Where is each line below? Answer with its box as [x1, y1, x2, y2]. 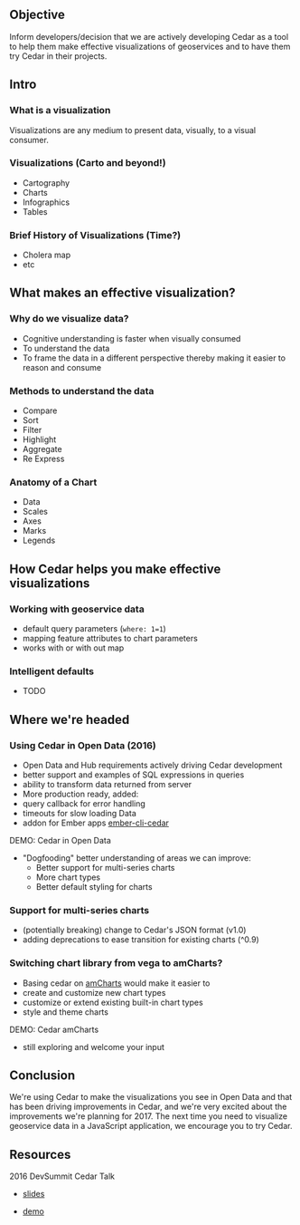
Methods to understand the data [9, 384, 155, 397]
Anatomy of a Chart [9, 476, 98, 488]
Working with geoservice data [9, 603, 145, 615]
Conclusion [9, 1068, 76, 1084]
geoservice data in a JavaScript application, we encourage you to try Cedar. [9, 1121, 293, 1132]
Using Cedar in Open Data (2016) [9, 738, 156, 751]
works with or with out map [22, 642, 125, 653]
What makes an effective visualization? [9, 285, 237, 301]
